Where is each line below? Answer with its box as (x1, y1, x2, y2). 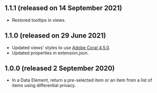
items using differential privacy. (11, 83, 76, 89)
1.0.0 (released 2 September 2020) (4, 64, 115, 73)
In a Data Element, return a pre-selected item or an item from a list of (11, 77, 153, 83)
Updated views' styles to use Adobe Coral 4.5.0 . (11, 45, 111, 50)
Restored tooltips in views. (11, 17, 66, 23)
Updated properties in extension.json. (11, 49, 89, 56)
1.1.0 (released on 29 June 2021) (4, 32, 106, 40)
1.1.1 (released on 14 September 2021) (4, 4, 122, 12)
